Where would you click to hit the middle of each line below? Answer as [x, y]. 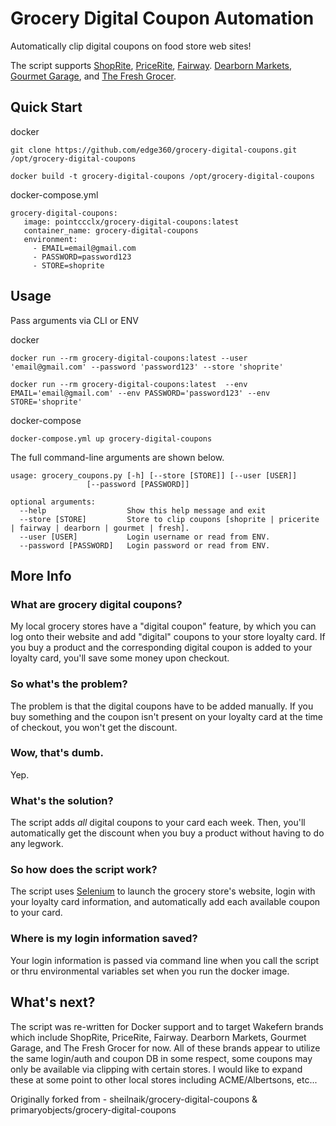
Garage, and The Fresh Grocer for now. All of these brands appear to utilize [165, 1048]
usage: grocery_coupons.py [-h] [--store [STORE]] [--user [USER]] [154, 475]
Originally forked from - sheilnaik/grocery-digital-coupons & [134, 1099]
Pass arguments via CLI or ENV [74, 320]
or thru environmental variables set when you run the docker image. [150, 971]
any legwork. [37, 844]
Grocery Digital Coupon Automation [162, 18]
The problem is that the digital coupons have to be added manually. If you [162, 706]
